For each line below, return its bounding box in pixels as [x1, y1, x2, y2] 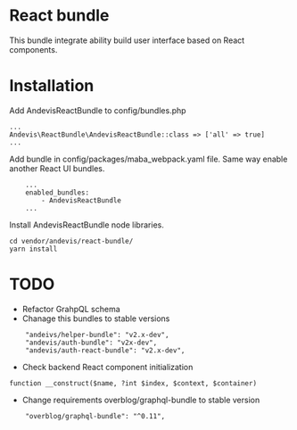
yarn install [9, 244, 58, 253]
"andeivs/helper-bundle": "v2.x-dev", [25, 330, 169, 339]
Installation [9, 76, 95, 96]
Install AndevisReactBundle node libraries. [9, 219, 165, 230]
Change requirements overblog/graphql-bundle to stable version [21, 394, 260, 405]
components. [9, 44, 58, 54]
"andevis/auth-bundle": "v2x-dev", [25, 338, 158, 347]
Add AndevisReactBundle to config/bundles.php [9, 104, 186, 116]
